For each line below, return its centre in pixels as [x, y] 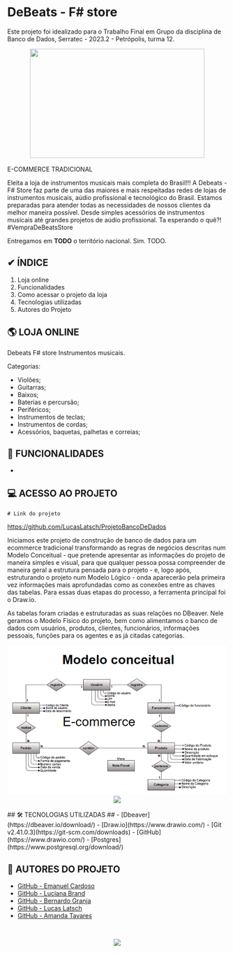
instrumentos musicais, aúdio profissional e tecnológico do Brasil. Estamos [115, 197]
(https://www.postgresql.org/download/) [65, 847]
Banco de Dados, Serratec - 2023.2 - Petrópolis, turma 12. [91, 38]
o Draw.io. [22, 600]
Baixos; [28, 394]
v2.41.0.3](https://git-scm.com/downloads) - [71, 832]
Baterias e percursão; [48, 402]
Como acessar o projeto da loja [62, 294]
